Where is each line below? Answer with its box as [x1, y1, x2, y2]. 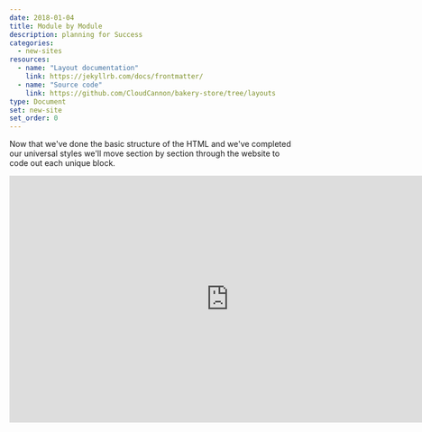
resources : [9, 55, 50, 64]
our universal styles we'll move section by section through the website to [9, 148, 280, 159]
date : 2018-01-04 [9, 13, 75, 23]
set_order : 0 [9, 114, 59, 123]
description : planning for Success [9, 30, 143, 39]
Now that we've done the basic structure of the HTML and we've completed [9, 139, 291, 150]
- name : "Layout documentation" [17, 64, 140, 73]
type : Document [9, 97, 67, 106]
